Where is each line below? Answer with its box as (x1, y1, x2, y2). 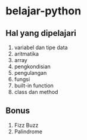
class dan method (14, 89, 58, 95)
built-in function (14, 82, 54, 89)
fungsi (14, 76, 30, 83)
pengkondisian (14, 63, 51, 70)
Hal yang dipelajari (5, 28, 77, 38)
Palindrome (14, 127, 43, 135)
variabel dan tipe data (14, 44, 68, 51)
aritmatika (14, 50, 39, 57)
